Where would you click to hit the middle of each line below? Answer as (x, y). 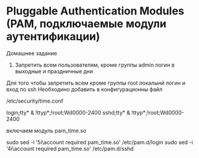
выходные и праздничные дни (54, 71)
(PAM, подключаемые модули (87, 24)
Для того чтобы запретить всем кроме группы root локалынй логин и (96, 83)
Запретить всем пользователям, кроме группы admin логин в (95, 65)
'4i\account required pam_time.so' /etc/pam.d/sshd (70, 148)
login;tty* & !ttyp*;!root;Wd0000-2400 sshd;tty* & (68, 112)
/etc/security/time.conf (35, 101)
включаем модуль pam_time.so (46, 130)
